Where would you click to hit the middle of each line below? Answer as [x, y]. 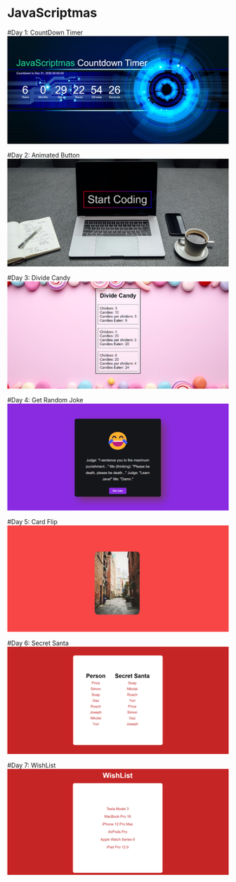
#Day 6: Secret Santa [38, 643]
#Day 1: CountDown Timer [45, 32]
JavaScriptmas [52, 13]
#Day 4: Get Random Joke [45, 400]
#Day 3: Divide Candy [39, 277]
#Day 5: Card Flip [32, 521]
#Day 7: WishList [32, 765]
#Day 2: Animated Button [44, 155]
